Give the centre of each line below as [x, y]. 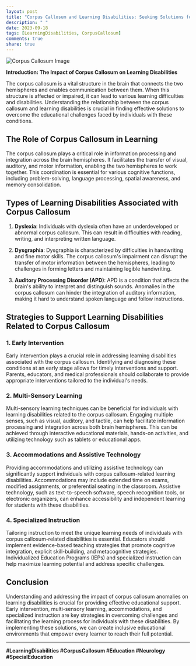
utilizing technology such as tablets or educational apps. [74, 439]
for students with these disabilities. [48, 505]
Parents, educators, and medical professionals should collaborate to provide [98, 374]
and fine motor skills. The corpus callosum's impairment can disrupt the [101, 256]
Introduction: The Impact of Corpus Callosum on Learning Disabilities [92, 72]
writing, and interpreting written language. [65, 238]
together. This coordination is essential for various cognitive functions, [91, 172]
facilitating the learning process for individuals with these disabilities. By [93, 621]
